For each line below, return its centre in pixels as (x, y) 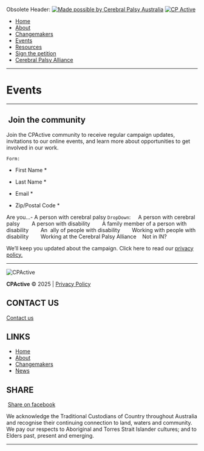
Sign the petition (36, 53)
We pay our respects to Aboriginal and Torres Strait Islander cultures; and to (102, 429)
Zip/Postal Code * (37, 205)
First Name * (31, 170)
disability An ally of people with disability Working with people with (101, 230)
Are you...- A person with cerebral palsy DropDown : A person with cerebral (101, 217)
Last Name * (31, 182)
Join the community (47, 120)
